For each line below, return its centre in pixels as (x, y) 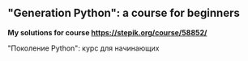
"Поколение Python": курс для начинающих (83, 48)
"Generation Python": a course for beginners (124, 13)
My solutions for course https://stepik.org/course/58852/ (107, 32)
